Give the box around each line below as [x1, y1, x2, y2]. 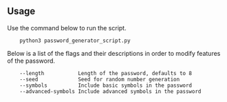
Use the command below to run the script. [7, 23, 127, 32]
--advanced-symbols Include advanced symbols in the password [19, 88, 202, 95]
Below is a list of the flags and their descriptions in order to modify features [7, 49, 221, 57]
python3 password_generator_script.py [19, 37, 131, 44]
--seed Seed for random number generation [19, 76, 180, 83]
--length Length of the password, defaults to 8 [19, 70, 193, 76]
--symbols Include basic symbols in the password [19, 82, 193, 89]
